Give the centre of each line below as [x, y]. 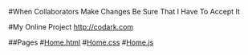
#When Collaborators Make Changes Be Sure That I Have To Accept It [124, 12]
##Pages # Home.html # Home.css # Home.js [81, 42]
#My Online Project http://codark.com [71, 27]
